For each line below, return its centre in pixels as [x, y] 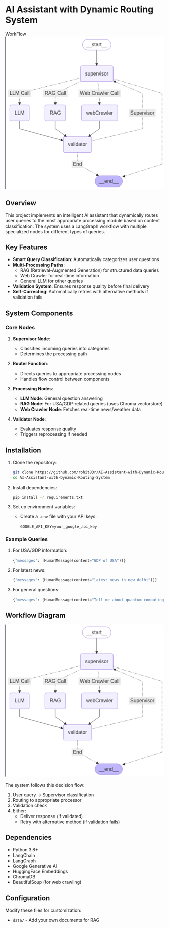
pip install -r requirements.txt [48, 497]
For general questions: [36, 589]
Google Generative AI [35, 866]
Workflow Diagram [35, 615]
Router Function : [31, 364]
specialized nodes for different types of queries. [55, 231]
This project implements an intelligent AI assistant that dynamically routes [82, 215]
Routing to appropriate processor [47, 800]
